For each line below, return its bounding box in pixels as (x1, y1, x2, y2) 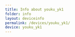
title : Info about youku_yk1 (5, 7, 64, 12)
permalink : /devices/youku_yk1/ (5, 20, 70, 25)
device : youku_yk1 (5, 25, 42, 30)
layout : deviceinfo (5, 16, 45, 21)
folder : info (5, 12, 31, 16)
